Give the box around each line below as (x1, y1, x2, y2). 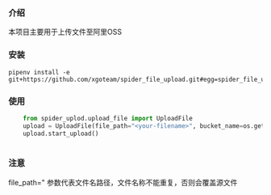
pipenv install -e (8, 68, 70, 76)
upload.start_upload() (23, 129, 99, 138)
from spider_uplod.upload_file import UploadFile (23, 114, 194, 122)
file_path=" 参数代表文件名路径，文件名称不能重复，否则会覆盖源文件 (8, 177, 238, 187)
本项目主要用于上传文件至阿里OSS (8, 27, 123, 37)
